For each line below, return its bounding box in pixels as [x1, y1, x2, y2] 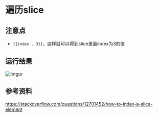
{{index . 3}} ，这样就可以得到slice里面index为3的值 [12, 41, 125, 46]
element [5, 106, 22, 112]
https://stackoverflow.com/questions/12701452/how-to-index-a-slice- [5, 101, 153, 107]
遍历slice [5, 4, 44, 16]
